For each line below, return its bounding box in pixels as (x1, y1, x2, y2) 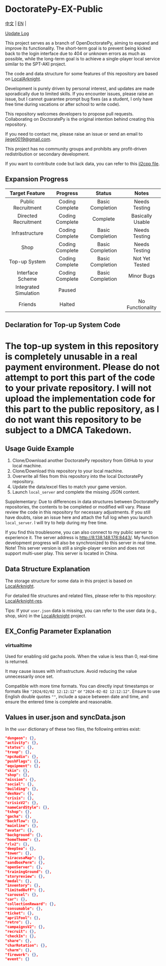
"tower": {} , (5, 851, 32, 856)
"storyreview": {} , (5, 874, 45, 879)
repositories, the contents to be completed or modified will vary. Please (5, 504, 151, 510)
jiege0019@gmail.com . (5, 136, 52, 142)
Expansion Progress (5, 175, 68, 184)
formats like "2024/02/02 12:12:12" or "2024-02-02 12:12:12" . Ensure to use (5, 688, 161, 694)
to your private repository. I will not (5, 383, 152, 394)
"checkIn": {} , (5, 934, 37, 939)
